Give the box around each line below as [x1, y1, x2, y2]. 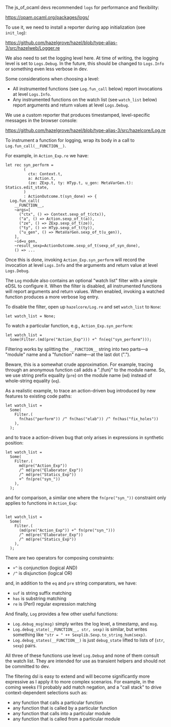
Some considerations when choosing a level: [5, 76, 100, 81]
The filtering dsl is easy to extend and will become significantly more [5, 673, 150, 679]
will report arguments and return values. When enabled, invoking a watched [5, 288, 165, 294]
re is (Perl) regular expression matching [12, 601, 96, 607]
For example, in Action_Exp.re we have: [5, 153, 89, 158]
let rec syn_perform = [5, 162, 54, 168]
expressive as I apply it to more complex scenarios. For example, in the [5, 679, 155, 684]
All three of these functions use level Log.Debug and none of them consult [5, 653, 159, 658]
